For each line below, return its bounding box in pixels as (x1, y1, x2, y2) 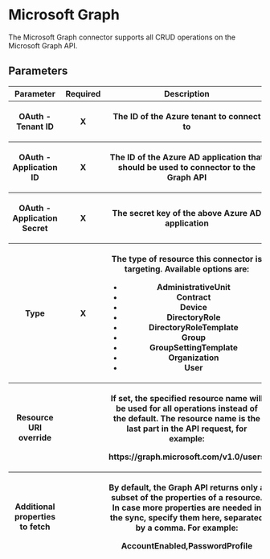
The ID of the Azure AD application (109, 151, 247, 163)
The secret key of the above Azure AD (112, 207, 262, 218)
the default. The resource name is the (112, 412, 261, 424)
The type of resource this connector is (111, 253, 263, 264)
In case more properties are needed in (112, 502, 262, 513)
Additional (14, 501, 55, 512)
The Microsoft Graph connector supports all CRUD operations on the (8, 32, 235, 42)
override (18, 432, 52, 443)
